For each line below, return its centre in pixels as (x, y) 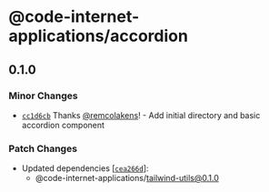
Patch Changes (43, 148)
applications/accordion (98, 36)
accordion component (63, 125)
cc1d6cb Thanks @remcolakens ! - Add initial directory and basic (141, 115)
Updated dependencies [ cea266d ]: (85, 168)
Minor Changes (43, 96)
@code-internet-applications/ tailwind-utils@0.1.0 (127, 178)
